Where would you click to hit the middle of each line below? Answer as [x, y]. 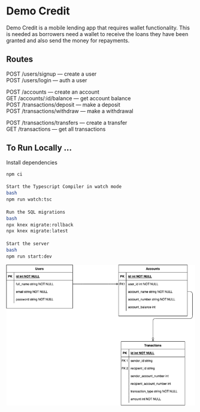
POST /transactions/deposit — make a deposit [63, 105]
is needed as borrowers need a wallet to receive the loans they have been [97, 34]
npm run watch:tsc [29, 199]
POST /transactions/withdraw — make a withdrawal [70, 111]
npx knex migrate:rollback [40, 225]
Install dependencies [32, 162]
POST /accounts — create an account [53, 92]
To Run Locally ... [39, 148]
